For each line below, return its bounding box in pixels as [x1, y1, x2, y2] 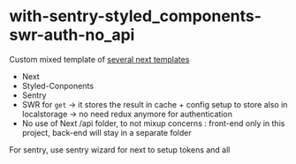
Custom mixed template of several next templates [9, 54, 190, 64]
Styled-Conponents [21, 80, 95, 91]
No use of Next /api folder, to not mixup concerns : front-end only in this [21, 117, 285, 129]
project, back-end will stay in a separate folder [21, 127, 192, 138]
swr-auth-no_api [9, 25, 135, 45]
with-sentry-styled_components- [9, 6, 262, 26]
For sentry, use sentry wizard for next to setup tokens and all [9, 144, 231, 155]
